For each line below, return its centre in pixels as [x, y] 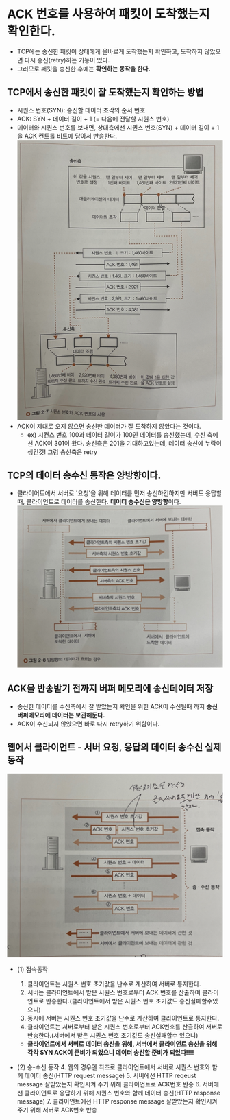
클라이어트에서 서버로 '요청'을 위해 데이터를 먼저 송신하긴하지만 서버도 [110, 493]
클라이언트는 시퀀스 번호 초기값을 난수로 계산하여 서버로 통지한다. [114, 984]
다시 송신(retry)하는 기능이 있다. [67, 60]
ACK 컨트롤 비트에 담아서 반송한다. [71, 136]
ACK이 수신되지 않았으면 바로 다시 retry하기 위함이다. [88, 724]
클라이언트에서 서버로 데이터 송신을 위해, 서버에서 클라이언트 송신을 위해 [122, 1044]
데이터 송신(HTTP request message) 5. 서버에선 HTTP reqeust [110, 1075]
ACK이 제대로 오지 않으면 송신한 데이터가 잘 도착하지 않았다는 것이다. [109, 426]
